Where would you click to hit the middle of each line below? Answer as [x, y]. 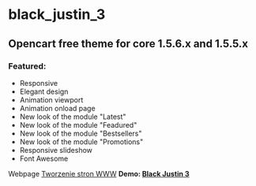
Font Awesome [44, 158]
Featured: [27, 66]
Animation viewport [51, 99]
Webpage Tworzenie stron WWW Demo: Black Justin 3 [99, 173]
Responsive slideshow [56, 150]
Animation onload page [58, 108]
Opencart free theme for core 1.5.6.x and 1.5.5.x [128, 44]
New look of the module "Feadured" [78, 125]
